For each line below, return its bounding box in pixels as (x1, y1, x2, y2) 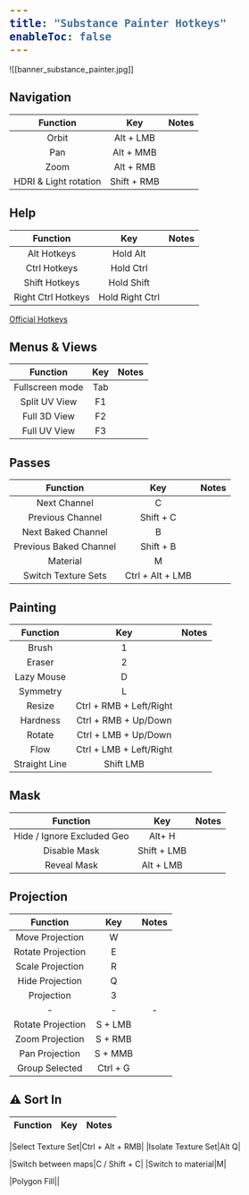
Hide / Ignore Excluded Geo (13, 829, 129, 842)
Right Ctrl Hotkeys (13, 291, 90, 303)
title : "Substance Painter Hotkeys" (9, 16, 227, 30)
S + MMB (94, 1047, 134, 1059)
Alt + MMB (112, 146, 158, 158)
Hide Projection (17, 974, 82, 987)
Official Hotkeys (9, 313, 69, 325)
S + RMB (95, 1032, 132, 1045)
